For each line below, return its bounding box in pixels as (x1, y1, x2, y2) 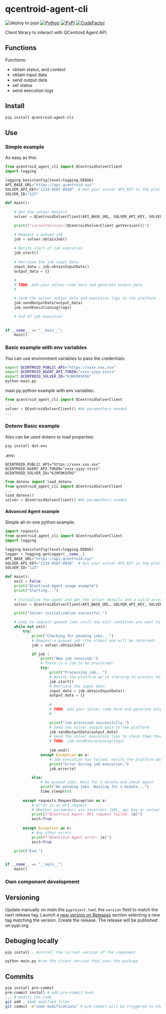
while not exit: (14, 624, 48, 629)
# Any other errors (31, 830, 72, 835)
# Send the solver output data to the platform (49, 725, 149, 730)
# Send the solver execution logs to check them (49, 734, 152, 739)
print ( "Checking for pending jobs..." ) (31, 633, 114, 638)
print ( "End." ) (14, 849, 43, 854)
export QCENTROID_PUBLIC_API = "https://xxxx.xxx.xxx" (5, 365, 116, 370)
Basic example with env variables (5, 344, 87, 351)
